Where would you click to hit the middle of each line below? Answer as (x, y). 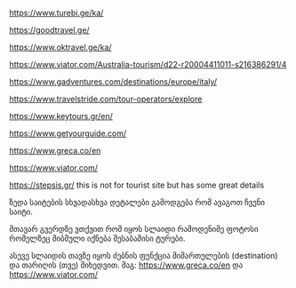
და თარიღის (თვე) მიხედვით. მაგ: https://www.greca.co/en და (126, 265)
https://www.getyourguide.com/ (68, 133)
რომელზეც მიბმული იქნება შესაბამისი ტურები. (97, 238)
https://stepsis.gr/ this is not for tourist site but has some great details (137, 185)
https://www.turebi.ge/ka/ (56, 13)
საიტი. (21, 212)
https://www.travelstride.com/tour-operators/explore (106, 99)
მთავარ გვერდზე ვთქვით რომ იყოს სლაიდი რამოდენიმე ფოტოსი (134, 229)
